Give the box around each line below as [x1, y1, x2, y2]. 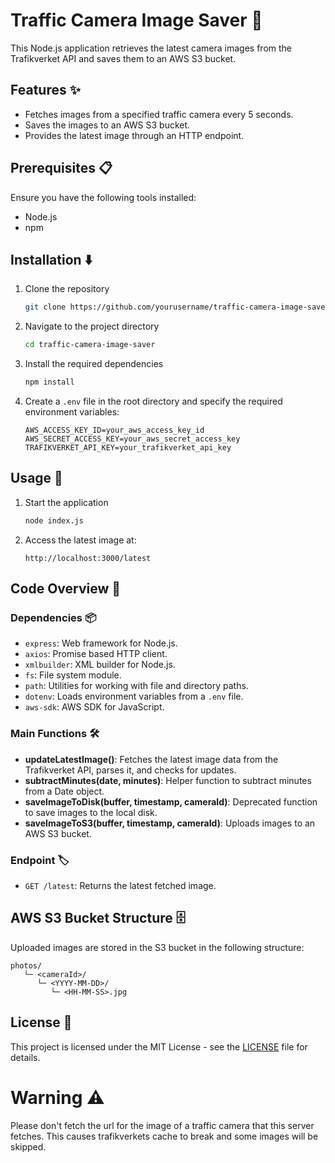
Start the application [24, 496, 109, 508]
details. [10, 1051, 41, 1063]
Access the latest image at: [24, 534, 137, 546]
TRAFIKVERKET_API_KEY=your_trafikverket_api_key [24, 443, 232, 453]
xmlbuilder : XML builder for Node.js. [24, 659, 176, 671]
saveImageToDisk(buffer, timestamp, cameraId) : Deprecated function [24, 795, 318, 808]
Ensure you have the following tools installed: [10, 191, 197, 203]
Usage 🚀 [10, 470, 63, 487]
